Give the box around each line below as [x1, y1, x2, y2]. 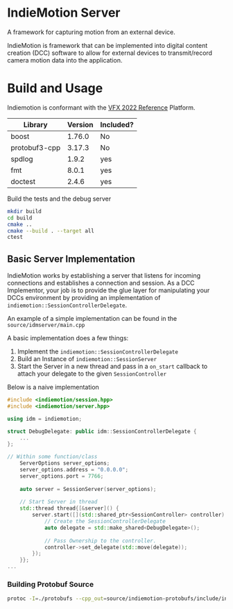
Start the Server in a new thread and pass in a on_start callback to [17, 362, 208, 371]
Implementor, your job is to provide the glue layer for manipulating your [7, 286, 210, 294]
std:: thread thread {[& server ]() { [19, 505, 119, 512]
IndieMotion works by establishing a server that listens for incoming [7, 272, 201, 280]
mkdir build [7, 208, 42, 215]
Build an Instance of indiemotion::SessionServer [17, 355, 157, 363]
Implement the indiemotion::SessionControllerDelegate [17, 347, 179, 356]
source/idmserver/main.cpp [7, 322, 85, 329]
